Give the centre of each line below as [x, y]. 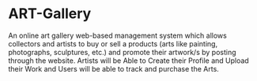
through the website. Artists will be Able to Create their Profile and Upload [128, 61]
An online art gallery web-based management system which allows [117, 35]
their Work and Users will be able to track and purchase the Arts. [113, 68]
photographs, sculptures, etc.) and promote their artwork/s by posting [122, 52]
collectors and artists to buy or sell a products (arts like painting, [113, 43]
